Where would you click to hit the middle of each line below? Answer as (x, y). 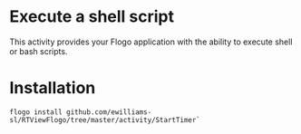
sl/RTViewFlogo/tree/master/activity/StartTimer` (105, 120)
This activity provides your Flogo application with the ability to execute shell (151, 42)
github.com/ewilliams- (109, 112)
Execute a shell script (92, 17)
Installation (53, 88)
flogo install (36, 112)
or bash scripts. (39, 51)
